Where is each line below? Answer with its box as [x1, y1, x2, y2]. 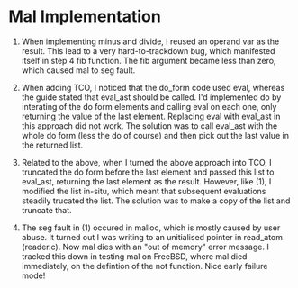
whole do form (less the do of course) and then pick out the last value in [21, 130, 290, 140]
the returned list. [21, 139, 84, 150]
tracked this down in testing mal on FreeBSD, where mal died [21, 250, 248, 262]
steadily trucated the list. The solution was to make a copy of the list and [21, 195, 291, 206]
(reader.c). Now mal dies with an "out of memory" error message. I [21, 241, 269, 252]
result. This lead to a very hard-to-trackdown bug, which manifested [21, 45, 275, 56]
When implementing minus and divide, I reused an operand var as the [21, 36, 280, 47]
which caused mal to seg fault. [21, 65, 136, 76]
